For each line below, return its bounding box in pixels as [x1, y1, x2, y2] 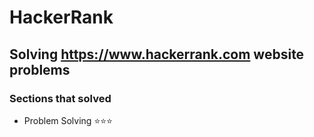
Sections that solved [9, 91, 112, 105]
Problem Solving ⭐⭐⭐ [23, 114, 113, 126]
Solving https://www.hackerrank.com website [9, 46, 305, 63]
